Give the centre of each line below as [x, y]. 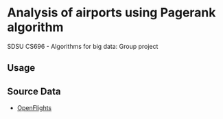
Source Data [34, 91]
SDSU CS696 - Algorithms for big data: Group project [83, 46]
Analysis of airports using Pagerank [111, 13]
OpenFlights [34, 108]
